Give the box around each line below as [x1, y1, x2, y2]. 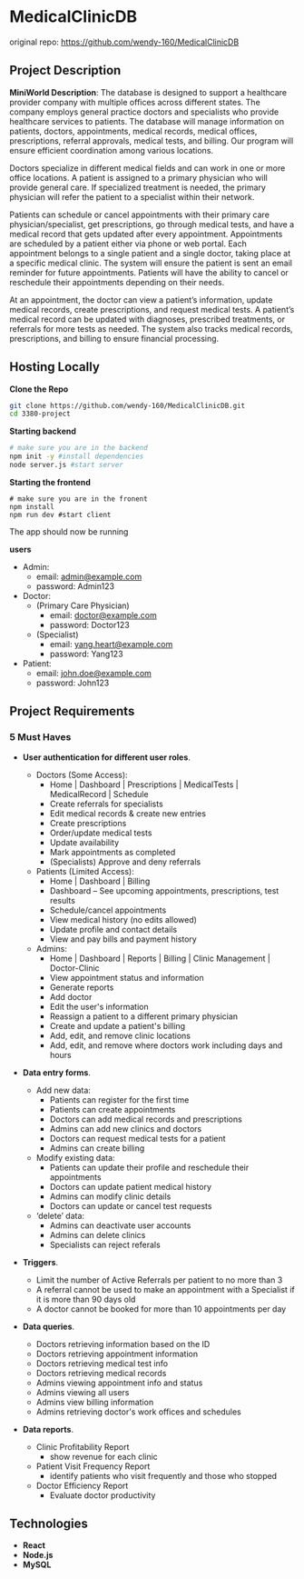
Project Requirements [9, 704, 135, 719]
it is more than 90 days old [35, 1294, 136, 1304]
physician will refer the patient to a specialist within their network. [9, 191, 255, 202]
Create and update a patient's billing [49, 1020, 186, 1031]
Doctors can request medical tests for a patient [49, 1133, 226, 1144]
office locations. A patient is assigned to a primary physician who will [9, 172, 268, 183]
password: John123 [35, 677, 110, 688]
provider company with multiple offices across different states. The [9, 96, 260, 107]
